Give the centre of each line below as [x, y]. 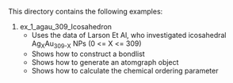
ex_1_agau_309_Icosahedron [66, 26]
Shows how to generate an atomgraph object [105, 62]
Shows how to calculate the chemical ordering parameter [125, 70]
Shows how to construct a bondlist [88, 54]
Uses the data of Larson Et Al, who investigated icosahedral [129, 35]
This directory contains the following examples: [86, 11]
